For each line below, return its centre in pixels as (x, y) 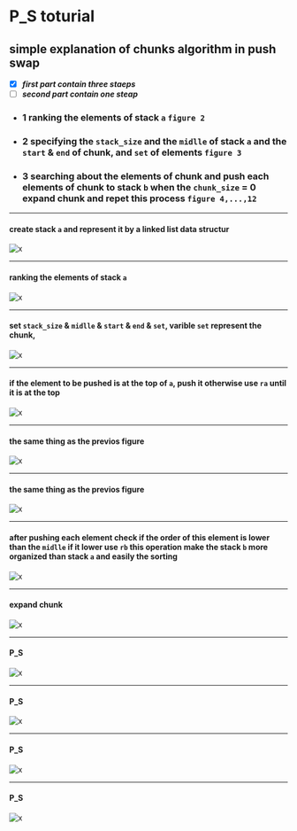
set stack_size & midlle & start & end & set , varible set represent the (136, 326)
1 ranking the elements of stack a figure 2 (114, 118)
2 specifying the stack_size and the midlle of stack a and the (154, 141)
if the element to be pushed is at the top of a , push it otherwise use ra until (148, 384)
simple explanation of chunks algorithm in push (143, 49)
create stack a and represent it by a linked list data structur (119, 229)
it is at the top (34, 392)
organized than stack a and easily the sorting (94, 556)
